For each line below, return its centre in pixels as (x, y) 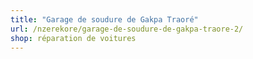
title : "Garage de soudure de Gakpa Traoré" (104, 19)
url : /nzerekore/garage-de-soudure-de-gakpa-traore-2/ (127, 29)
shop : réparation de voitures (73, 38)
